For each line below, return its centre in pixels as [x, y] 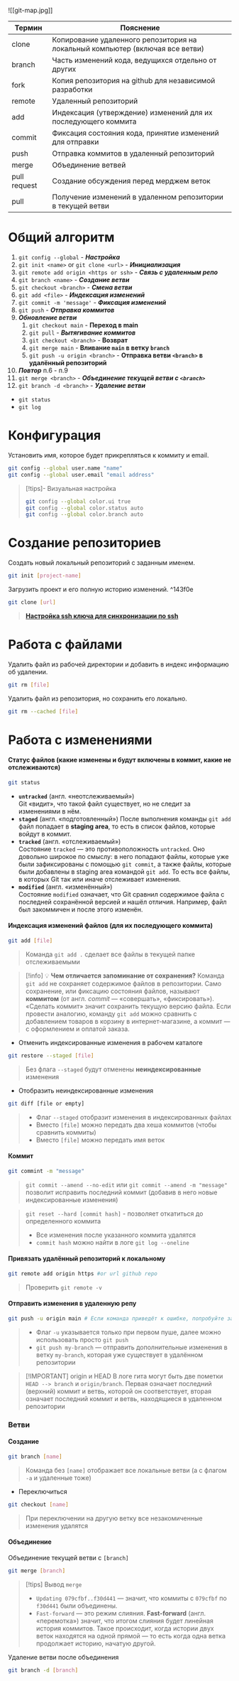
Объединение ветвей [89, 165]
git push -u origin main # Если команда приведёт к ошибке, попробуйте [116, 1319]
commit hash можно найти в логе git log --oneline [113, 1242]
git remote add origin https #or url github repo [83, 1274]
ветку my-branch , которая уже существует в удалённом [119, 1355]
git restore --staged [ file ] [51, 1055]
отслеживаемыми [53, 961]
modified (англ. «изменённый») [65, 887]
